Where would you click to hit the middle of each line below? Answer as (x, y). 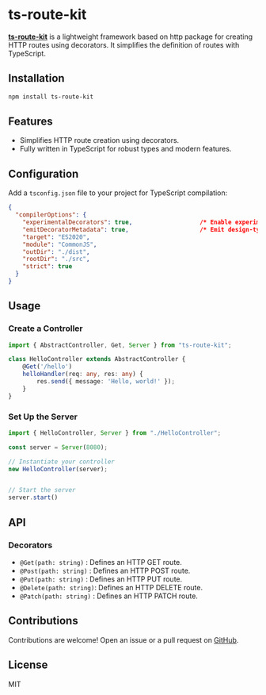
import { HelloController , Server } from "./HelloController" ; (115, 433)
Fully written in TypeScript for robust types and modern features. (125, 149)
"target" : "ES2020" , (56, 237)
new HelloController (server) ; (58, 469)
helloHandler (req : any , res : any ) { (83, 374)
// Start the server (42, 490)
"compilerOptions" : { (51, 215)
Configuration (44, 173)
